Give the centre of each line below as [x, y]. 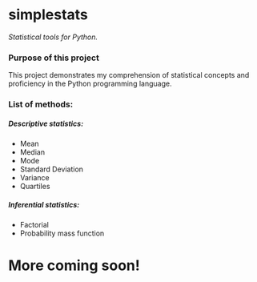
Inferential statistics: [44, 204]
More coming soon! [74, 266]
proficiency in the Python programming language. [90, 84]
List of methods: [41, 104]
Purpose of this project [54, 58]
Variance [34, 178]
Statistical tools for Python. [53, 37]
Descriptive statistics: [46, 123]
